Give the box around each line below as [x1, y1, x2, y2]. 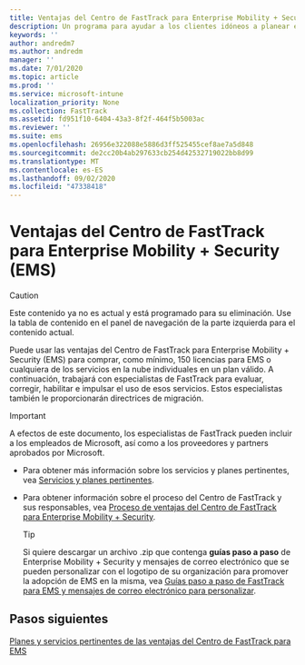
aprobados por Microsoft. [9, 447, 105, 459]
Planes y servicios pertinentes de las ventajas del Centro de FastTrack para [9, 635, 291, 646]
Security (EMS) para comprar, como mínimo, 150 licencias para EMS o [9, 354, 271, 365]
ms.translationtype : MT [9, 156, 100, 166]
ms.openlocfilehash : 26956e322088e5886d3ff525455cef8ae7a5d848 [9, 140, 254, 149]
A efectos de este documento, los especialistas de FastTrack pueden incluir [9, 428, 292, 439]
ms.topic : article [9, 73, 79, 82]
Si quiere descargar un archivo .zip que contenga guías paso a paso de [22, 547, 291, 558]
